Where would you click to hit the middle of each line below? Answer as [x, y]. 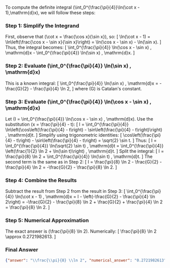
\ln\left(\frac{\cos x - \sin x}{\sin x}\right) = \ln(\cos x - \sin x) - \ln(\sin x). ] [83, 42]
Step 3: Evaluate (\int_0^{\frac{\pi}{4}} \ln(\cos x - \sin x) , [78, 101]
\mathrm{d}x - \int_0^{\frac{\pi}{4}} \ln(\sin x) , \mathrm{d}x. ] [70, 53]
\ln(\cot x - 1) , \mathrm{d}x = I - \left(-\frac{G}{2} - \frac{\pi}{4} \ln [85, 197]
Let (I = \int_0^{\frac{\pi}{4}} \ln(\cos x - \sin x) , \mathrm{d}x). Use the [79, 119]
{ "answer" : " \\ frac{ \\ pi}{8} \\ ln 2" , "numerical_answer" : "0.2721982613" [86, 260]
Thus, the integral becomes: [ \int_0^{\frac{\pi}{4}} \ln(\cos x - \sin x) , [78, 47]
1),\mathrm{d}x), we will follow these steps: [50, 13]
